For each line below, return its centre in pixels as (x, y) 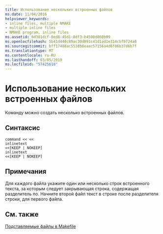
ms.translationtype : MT (29, 51)
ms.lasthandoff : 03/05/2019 (34, 60)
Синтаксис (23, 128)
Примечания (26, 171)
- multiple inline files (30, 28)
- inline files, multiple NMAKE (38, 23)
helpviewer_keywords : (27, 19)
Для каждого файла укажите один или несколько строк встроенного (77, 183)
